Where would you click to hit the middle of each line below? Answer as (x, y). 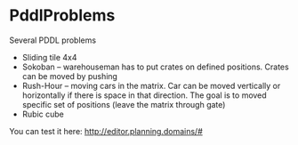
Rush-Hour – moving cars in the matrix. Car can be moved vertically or (151, 85)
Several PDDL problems (52, 40)
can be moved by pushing (70, 76)
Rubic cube (43, 114)
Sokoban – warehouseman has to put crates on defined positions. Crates (155, 67)
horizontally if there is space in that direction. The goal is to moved (144, 95)
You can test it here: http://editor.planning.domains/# (106, 131)
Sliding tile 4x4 (49, 57)
